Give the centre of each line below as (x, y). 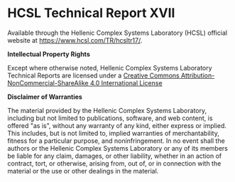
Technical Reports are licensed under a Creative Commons (93, 75)
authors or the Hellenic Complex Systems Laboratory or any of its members (118, 148)
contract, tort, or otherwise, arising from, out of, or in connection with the (114, 163)
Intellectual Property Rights (49, 54)
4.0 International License (126, 82)
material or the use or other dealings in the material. (83, 171)
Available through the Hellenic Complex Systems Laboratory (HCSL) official (117, 33)
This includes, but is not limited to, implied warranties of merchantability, (114, 133)
